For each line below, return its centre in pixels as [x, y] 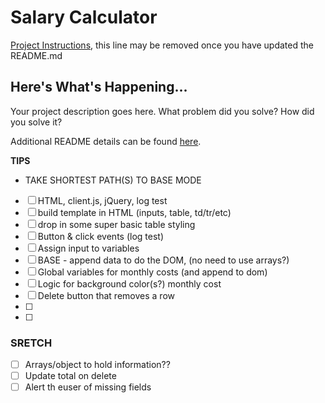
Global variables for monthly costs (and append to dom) [152, 272]
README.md [36, 55]
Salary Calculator [84, 17]
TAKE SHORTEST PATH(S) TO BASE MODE [113, 180]
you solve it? [36, 122]
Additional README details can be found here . [106, 141]
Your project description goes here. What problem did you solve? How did [162, 111]
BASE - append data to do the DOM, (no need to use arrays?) [163, 260]
